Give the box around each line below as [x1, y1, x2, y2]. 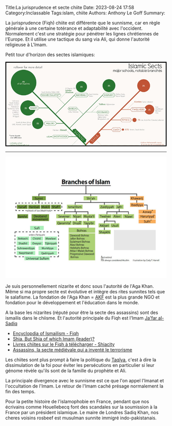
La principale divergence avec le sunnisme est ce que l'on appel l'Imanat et [5, 378, 164, 384]
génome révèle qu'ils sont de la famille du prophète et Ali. [5, 367, 127, 374]
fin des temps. [5, 388, 36, 395]
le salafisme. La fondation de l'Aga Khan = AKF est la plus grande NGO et [5, 294, 160, 300]
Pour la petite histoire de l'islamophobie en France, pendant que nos [5, 398, 149, 405]
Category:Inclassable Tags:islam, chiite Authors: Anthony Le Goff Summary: [5, 10, 165, 16]
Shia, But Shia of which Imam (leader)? [12, 336, 95, 342]
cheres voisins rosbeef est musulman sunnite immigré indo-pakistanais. [5, 415, 157, 421]
